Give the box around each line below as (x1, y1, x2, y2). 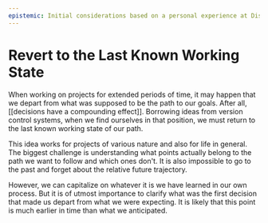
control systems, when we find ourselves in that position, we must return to (8, 115, 256, 125)
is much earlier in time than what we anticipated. (8, 205, 167, 215)
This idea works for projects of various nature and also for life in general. (8, 139, 247, 149)
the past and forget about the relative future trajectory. (8, 165, 187, 174)
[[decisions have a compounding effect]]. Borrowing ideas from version (8, 106, 243, 116)
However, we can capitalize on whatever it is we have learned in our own (8, 180, 247, 189)
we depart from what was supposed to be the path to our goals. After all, (8, 98, 247, 108)
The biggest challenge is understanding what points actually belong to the (8, 147, 252, 157)
